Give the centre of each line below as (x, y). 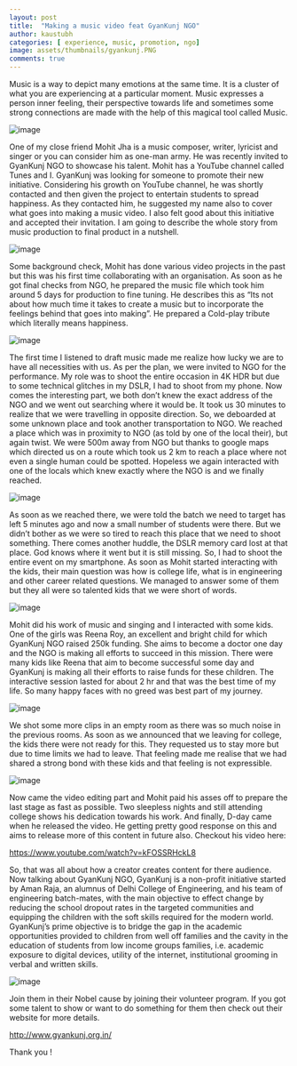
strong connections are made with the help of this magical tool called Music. (148, 112)
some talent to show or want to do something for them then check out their (146, 1008)
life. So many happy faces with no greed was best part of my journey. (136, 691)
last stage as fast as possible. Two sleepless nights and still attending (136, 807)
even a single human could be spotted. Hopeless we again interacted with (144, 461)
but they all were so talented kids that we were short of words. (123, 590)
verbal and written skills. (54, 964)
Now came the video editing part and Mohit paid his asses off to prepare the (148, 797)
